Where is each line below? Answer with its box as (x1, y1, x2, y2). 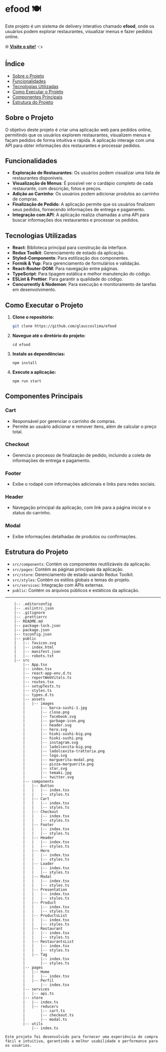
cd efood (12, 342, 31, 347)
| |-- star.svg (23, 766, 68, 771)
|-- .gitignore (14, 610, 45, 615)
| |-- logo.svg (23, 753, 68, 758)
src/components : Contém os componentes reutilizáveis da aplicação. (12, 561, 151, 567)
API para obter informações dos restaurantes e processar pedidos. (5, 142, 141, 148)
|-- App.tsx (23, 662, 48, 667)
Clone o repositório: (12, 314, 54, 320)
